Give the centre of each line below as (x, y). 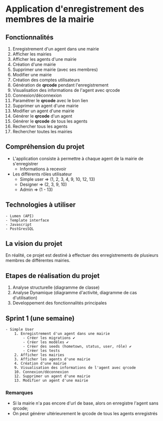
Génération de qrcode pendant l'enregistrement (60, 85)
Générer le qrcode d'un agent (42, 116)
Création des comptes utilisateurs (46, 80)
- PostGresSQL (20, 229)
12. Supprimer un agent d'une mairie (52, 376)
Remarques (19, 392)
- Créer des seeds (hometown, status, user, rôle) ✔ (77, 347)
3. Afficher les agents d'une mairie (52, 359)
